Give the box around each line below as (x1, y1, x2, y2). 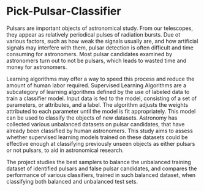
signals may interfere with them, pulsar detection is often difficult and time (6, 44, 194, 51)
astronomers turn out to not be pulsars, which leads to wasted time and (6, 57, 187, 64)
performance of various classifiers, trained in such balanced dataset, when (6, 171, 196, 178)
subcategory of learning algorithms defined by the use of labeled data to (6, 88, 190, 95)
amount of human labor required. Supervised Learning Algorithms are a (6, 81, 187, 89)
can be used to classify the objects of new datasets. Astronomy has (6, 114, 178, 121)
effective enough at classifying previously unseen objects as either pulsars (6, 140, 195, 147)
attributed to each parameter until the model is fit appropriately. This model (6, 107, 196, 115)
